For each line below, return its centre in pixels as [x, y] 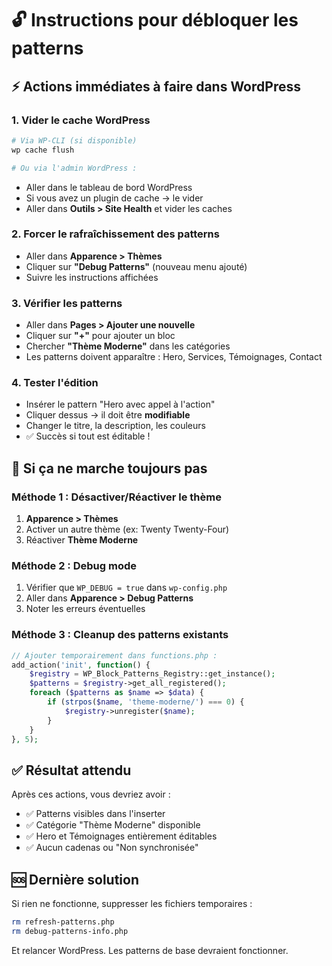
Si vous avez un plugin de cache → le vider [114, 198]
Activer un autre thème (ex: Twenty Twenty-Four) [127, 529]
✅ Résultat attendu [71, 770]
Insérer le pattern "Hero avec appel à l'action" [120, 404]
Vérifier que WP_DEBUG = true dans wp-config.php [126, 588]
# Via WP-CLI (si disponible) [74, 140]
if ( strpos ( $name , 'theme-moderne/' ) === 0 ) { [146, 702]
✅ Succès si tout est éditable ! [88, 436]
